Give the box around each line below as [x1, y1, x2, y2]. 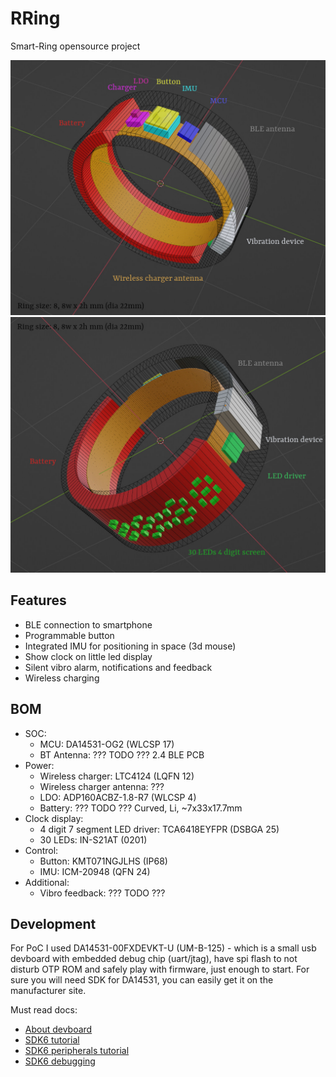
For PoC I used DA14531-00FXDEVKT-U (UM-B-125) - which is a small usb [10, 942, 317, 954]
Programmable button [24, 629, 115, 641]
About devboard [24, 1023, 93, 1036]
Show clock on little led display [24, 650, 153, 662]
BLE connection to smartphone [24, 618, 153, 631]
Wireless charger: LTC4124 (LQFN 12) [39, 770, 195, 782]
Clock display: [24, 812, 84, 824]
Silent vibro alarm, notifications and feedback [24, 661, 213, 673]
